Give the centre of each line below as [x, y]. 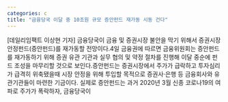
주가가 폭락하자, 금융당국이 [55, 91]
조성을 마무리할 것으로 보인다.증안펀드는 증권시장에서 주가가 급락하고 [105, 65]
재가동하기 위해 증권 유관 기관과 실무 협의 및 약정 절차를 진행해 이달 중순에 [112, 57]
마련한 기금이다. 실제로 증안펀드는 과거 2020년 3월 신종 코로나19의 [125, 82]
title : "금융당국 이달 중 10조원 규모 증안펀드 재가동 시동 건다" [88, 20]
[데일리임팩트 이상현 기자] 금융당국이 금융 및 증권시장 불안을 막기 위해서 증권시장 [114, 40]
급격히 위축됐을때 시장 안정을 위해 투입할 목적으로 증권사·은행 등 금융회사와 [113, 74]
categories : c [27, 13]
